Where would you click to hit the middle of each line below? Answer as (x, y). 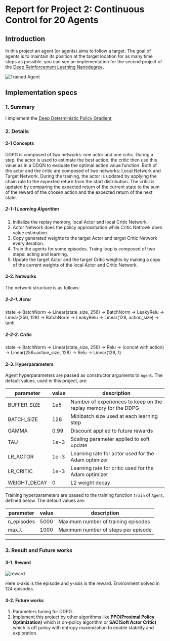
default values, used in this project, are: (46, 381)
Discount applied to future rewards (112, 431)
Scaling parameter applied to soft (110, 439)
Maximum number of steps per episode (105, 530)
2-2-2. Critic (18, 334)
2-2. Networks (21, 276)
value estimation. (30, 232)
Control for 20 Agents (52, 20)
